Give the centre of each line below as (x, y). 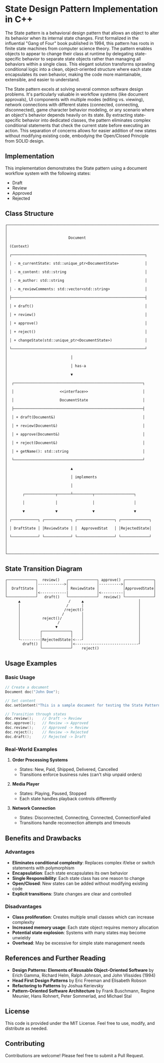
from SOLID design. (25, 141)
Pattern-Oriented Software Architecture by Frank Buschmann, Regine (83, 991)
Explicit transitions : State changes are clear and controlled (72, 894)
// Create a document (27, 688)
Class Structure (29, 214)
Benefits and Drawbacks (43, 838)
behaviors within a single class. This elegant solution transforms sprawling (80, 64)
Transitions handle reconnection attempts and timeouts (75, 823)
